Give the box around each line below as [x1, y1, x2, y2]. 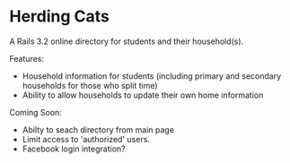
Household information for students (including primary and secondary [22, 70, 282, 81]
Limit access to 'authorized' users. [22, 133, 151, 144]
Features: [9, 53, 45, 64]
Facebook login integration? [22, 143, 126, 154]
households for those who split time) [22, 80, 159, 90]
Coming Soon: [9, 107, 63, 117]
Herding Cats [9, 6, 110, 27]
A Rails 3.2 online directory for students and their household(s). [9, 36, 244, 47]
